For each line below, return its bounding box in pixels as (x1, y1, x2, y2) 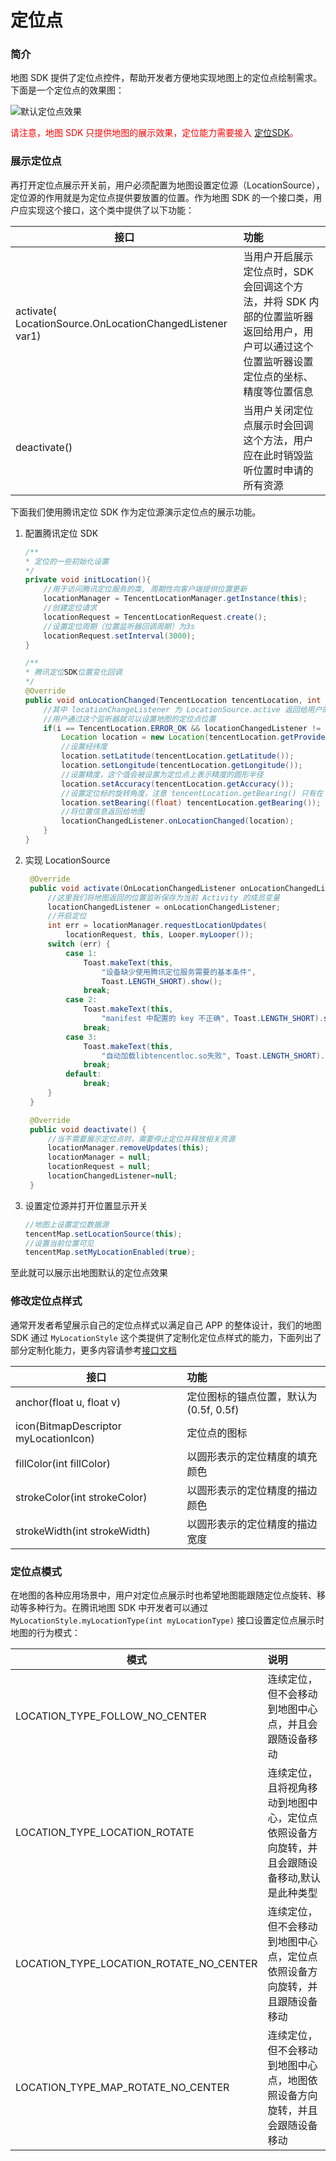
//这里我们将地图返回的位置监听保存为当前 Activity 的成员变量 (47, 892, 280, 903)
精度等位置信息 (243, 384, 314, 398)
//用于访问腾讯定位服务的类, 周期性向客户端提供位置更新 (43, 584, 248, 595)
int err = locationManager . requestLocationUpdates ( (47, 921, 268, 931)
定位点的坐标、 (243, 369, 314, 383)
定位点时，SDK (243, 264, 314, 278)
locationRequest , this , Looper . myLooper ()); (65, 930, 254, 940)
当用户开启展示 (243, 249, 314, 263)
